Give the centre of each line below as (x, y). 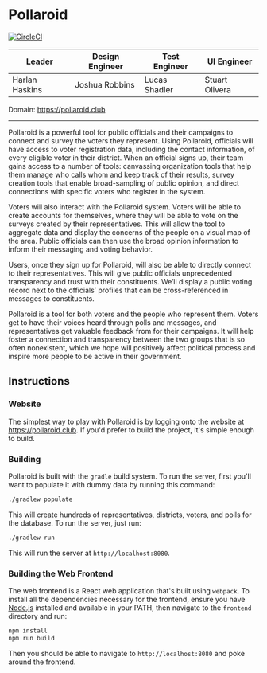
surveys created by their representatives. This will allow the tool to (117, 224)
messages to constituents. (52, 298)
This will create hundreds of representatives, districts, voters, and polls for (130, 515)
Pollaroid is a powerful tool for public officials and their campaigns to (121, 132)
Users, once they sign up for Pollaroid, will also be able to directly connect (130, 264)
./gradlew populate (41, 499)
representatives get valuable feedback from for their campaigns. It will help (131, 331)
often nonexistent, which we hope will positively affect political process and (132, 347)
